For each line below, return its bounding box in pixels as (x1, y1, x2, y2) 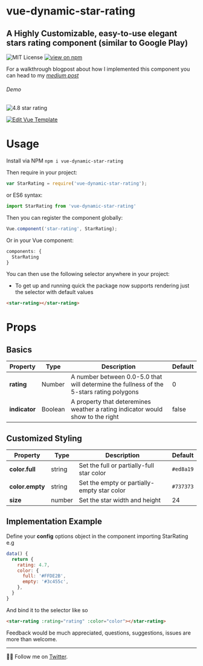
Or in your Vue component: (6, 237, 74, 244)
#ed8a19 (172, 466, 194, 473)
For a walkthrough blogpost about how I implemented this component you (6, 65, 190, 72)
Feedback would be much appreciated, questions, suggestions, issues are (6, 629, 192, 636)
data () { (6, 551, 28, 557)
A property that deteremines (71, 397, 151, 406)
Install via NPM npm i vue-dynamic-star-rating (6, 157, 124, 164)
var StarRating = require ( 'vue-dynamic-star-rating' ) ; (6, 181, 147, 187)
